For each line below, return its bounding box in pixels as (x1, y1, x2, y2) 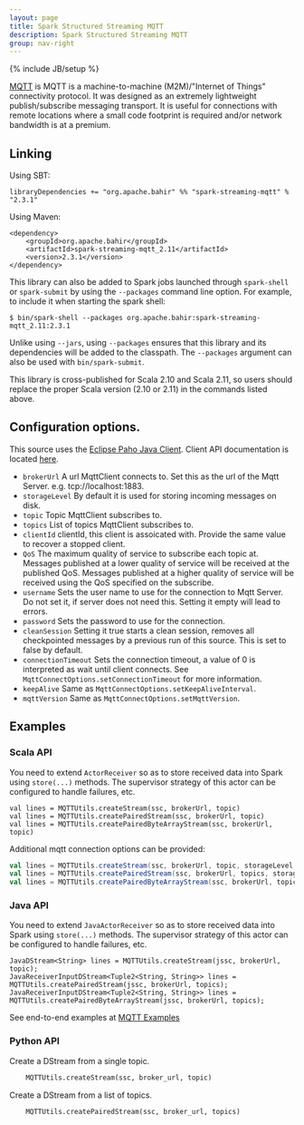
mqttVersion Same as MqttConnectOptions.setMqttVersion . (22, 692, 241, 703)
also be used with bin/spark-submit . (9, 357, 145, 367)
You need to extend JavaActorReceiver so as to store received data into (9, 920, 276, 931)
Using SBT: (9, 170, 51, 181)
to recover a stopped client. (22, 538, 126, 549)
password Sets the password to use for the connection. (22, 615, 226, 626)
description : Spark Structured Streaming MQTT (9, 30, 188, 39)
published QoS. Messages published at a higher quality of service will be (22, 567, 294, 578)
